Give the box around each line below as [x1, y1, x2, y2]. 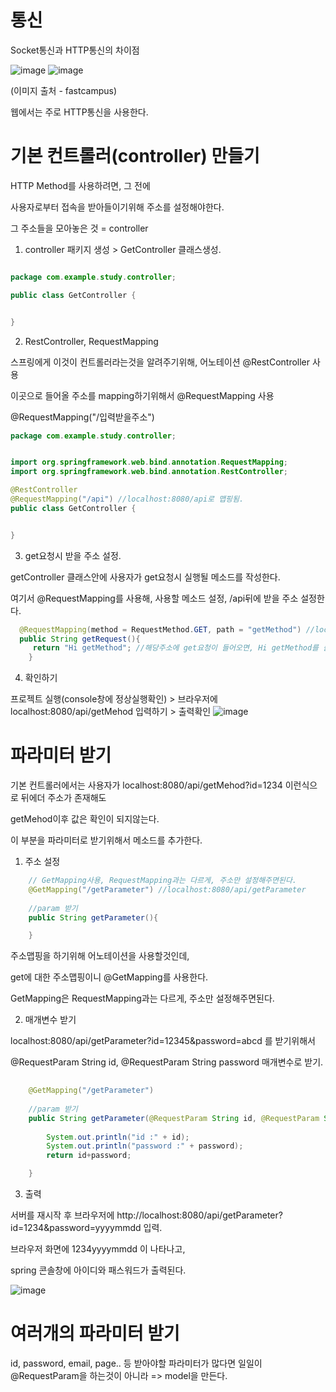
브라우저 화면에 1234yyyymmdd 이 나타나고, [10, 1243, 186, 1255]
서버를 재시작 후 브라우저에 [10, 1209, 115, 1221]
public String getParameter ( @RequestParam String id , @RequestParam [28, 1113, 320, 1123]
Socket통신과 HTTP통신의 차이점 [10, 44, 140, 56]
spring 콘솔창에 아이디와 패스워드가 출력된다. [10, 1264, 187, 1276]
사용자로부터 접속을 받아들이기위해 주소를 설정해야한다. [10, 201, 225, 213]
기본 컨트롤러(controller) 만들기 [10, 145, 260, 168]
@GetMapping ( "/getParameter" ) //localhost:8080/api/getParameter [28, 884, 307, 895]
